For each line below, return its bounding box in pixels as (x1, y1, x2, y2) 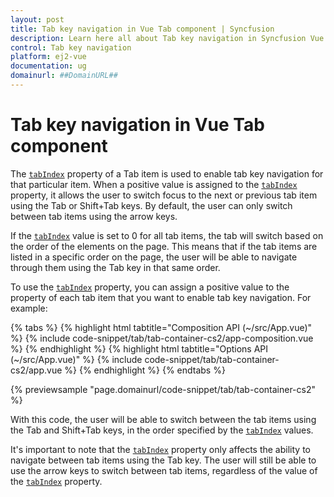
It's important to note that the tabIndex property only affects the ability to (10, 443, 311, 455)
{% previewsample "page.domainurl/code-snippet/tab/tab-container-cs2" (10, 383, 316, 395)
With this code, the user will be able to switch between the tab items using (10, 413, 317, 425)
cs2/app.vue (10, 364, 63, 376)
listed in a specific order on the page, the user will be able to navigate (10, 251, 298, 263)
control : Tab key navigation (10, 42, 132, 53)
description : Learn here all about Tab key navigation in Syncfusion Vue (10, 33, 325, 43)
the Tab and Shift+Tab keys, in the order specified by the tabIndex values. (10, 424, 314, 436)
